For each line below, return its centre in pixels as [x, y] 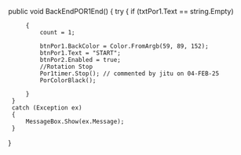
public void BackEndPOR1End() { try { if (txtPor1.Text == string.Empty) [121, 11]
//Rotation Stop [66, 67]
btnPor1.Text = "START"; [80, 53]
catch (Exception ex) [47, 108]
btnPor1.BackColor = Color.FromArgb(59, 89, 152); [124, 46]
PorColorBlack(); [68, 81]
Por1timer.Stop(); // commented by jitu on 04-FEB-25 [130, 74]
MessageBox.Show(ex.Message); [75, 121]
